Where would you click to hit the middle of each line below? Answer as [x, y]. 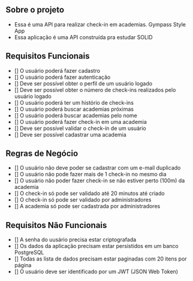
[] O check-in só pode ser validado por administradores [83, 200]
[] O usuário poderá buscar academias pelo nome [76, 115]
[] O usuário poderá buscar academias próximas [74, 109]
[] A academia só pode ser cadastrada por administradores [87, 206]
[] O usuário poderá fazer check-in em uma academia [81, 122]
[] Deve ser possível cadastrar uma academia [70, 134]
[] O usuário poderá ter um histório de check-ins [74, 102]
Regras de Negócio [42, 154]
